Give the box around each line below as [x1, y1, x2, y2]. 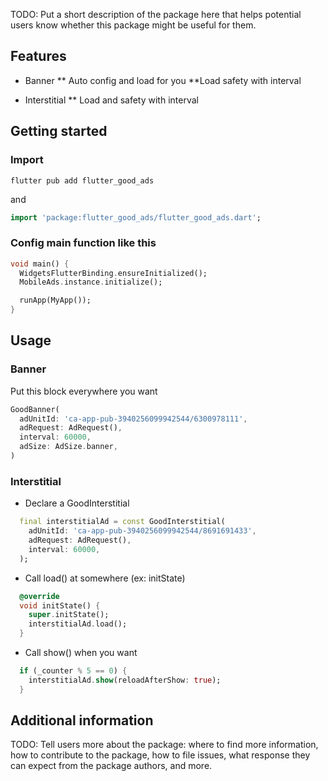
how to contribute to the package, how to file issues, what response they [10, 749, 311, 761]
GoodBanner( [10, 404, 60, 414]
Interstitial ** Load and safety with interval [24, 94, 199, 106]
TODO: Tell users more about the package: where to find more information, [10, 739, 319, 751]
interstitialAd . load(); [28, 619, 128, 629]
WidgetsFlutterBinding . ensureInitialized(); [19, 268, 208, 278]
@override [19, 591, 60, 601]
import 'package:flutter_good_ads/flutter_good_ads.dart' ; [10, 212, 262, 223]
